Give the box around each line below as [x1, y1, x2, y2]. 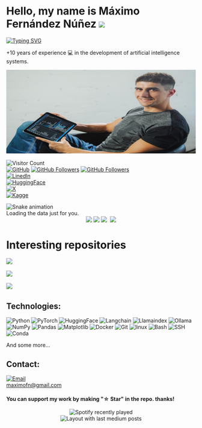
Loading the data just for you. [6, 210, 79, 217]
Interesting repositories [6, 238, 126, 251]
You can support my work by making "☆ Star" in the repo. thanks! [6, 395, 175, 402]
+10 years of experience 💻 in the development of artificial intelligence [6, 49, 180, 56]
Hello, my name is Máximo [6, 4, 140, 18]
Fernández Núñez [6, 17, 97, 31]
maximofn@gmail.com [6, 381, 62, 388]
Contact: [6, 359, 40, 369]
